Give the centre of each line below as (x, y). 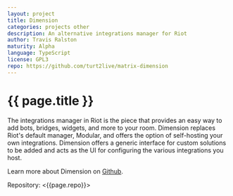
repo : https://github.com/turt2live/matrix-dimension (88, 66)
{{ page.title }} (51, 101)
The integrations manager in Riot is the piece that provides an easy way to (115, 120)
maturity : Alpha (31, 46)
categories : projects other (49, 27)
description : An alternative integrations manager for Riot (97, 33)
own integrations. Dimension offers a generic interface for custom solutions (117, 143)
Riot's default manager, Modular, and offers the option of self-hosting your (115, 135)
